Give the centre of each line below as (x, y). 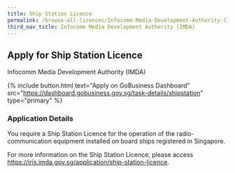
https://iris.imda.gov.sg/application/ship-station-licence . (88, 162)
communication (30, 141)
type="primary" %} (35, 101)
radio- (185, 134)
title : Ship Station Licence (50, 14)
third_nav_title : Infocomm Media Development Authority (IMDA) (101, 27)
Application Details (40, 118)
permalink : (23, 20)
